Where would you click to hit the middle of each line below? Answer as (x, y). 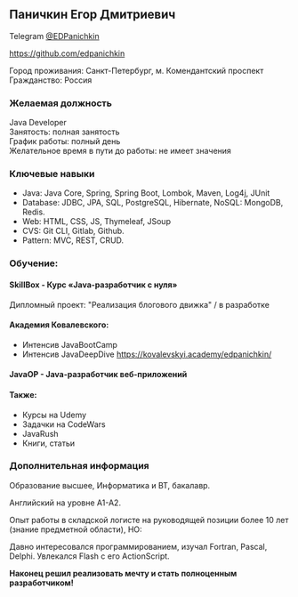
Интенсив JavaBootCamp (70, 344)
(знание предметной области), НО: (76, 529)
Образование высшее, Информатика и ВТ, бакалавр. (110, 485)
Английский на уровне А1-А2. (65, 503)
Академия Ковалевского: (59, 325)
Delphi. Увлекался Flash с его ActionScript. (90, 556)
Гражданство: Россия (51, 80)
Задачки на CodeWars (64, 424)
